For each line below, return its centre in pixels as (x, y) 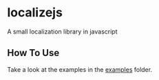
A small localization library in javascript (62, 31)
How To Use (33, 53)
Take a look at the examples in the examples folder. (80, 69)
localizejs (35, 13)
